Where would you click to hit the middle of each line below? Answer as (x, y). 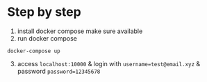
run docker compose (47, 38)
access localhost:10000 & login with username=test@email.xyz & (109, 63)
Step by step (44, 12)
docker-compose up (34, 51)
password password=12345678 (59, 71)
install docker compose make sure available (80, 31)
